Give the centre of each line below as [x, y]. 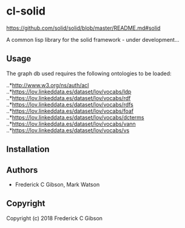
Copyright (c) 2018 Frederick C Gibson [55, 218]
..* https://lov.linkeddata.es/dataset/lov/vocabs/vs [68, 130]
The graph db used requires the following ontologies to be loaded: [89, 73]
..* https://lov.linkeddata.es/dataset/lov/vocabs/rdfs [70, 104]
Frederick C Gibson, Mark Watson [57, 184]
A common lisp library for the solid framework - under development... [93, 39]
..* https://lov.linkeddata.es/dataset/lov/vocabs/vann [71, 124]
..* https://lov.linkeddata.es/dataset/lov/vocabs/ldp [69, 92]
